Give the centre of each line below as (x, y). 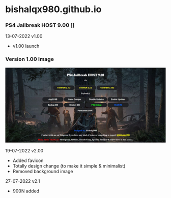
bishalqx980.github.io (53, 9)
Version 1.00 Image (30, 59)
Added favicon (28, 160)
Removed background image (43, 171)
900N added (26, 191)
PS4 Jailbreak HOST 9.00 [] (40, 25)
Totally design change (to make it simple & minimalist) (69, 166)
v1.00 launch (26, 46)
